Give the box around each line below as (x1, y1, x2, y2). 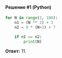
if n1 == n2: (14, 34, 42, 39)
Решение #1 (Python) (5, 4, 52, 10)
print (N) (23, 39, 42, 44)
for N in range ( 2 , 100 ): (5, 15, 58, 20)
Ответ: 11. (5, 48, 26, 54)
